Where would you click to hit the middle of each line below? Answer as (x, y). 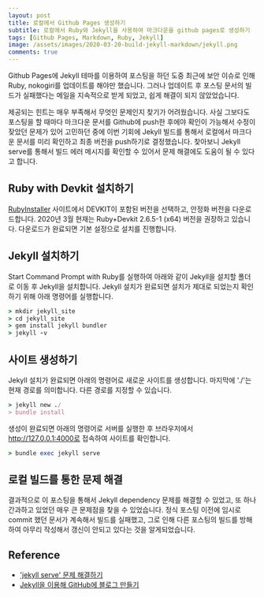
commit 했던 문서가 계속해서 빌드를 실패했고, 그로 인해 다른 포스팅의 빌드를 (123, 520)
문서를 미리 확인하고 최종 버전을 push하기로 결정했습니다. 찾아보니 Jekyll (128, 142)
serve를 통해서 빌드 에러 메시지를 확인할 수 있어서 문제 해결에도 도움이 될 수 (124, 151)
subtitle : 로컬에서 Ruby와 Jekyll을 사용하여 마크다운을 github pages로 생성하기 (129, 30)
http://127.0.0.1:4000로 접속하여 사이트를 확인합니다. (89, 438)
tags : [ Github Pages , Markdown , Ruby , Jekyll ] (86, 37)
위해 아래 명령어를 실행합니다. (68, 296)
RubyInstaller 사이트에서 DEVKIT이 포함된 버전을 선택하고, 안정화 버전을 (119, 209)
